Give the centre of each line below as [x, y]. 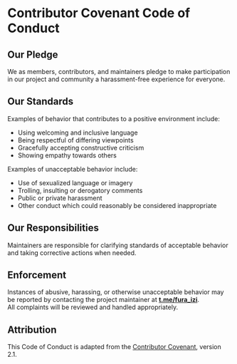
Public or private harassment [60, 198]
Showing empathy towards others [67, 155]
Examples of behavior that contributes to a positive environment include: [114, 118]
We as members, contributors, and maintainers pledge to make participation [119, 72]
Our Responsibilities [53, 228]
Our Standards [41, 102]
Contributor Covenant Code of [99, 13]
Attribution [32, 329]
